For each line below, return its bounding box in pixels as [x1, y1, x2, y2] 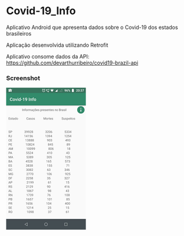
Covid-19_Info [6, 4, 76, 18]
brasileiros [6, 30, 32, 37]
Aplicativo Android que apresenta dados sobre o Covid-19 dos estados [6, 24, 178, 31]
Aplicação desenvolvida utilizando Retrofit [6, 41, 109, 49]
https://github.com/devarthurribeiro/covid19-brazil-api [6, 59, 139, 66]
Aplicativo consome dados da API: [6, 53, 90, 60]
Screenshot [6, 74, 40, 82]
